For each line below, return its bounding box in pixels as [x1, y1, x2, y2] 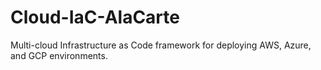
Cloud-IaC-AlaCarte [10, 6, 180, 29]
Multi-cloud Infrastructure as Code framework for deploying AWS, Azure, [10, 39, 312, 51]
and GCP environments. [10, 49, 108, 61]
